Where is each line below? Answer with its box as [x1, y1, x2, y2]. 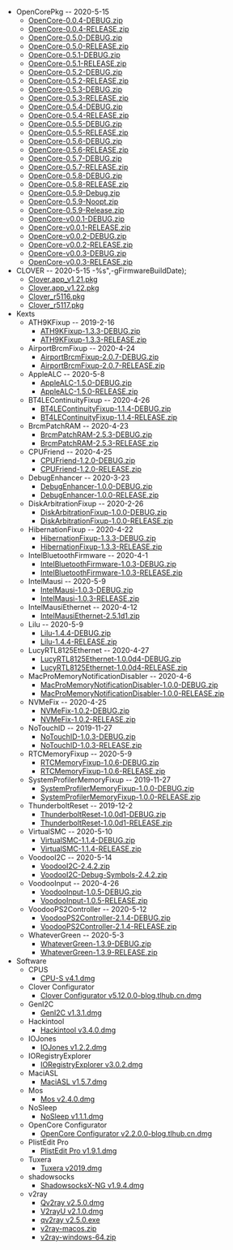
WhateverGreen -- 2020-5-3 [28, 930, 125, 940]
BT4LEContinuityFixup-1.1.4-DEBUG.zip [40, 404, 172, 413]
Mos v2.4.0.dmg [40, 1094, 95, 1104]
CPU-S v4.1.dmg [40, 974, 95, 983]
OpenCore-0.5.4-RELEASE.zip [28, 110, 129, 120]
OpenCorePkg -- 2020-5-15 [15, 7, 109, 16]
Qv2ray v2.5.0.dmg [40, 1198, 105, 1207]
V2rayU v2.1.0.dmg [40, 1206, 104, 1216]
